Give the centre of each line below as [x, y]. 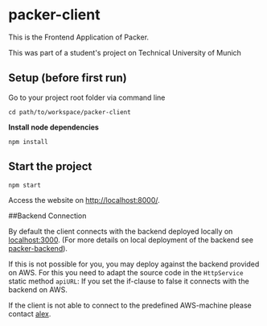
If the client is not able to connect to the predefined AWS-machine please [130, 305]
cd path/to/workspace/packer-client [70, 112]
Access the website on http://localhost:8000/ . [84, 200]
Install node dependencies [53, 127]
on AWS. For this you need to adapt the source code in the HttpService [126, 273]
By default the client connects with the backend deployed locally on [121, 232]
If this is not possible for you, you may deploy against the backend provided [134, 264]
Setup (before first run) [68, 78]
